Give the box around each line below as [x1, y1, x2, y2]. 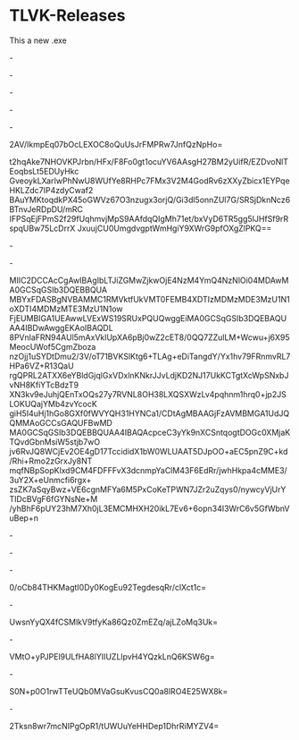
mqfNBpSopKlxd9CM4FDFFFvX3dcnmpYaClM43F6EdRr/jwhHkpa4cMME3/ [9, 464, 287, 475]
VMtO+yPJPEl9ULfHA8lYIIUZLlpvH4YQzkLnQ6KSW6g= [9, 651, 216, 662]
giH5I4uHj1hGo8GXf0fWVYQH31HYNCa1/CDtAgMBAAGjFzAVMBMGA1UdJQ [9, 408, 290, 419]
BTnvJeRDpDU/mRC [9, 203, 83, 215]
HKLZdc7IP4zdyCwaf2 [9, 184, 94, 195]
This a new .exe [9, 35, 67, 46]
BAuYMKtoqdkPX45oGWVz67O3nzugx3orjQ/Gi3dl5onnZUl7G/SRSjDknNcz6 [9, 194, 291, 205]
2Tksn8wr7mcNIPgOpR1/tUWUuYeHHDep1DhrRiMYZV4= [9, 720, 220, 731]
